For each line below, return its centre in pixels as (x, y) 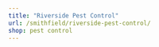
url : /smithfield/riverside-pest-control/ (79, 23)
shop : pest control (41, 30)
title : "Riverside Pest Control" (64, 16)
